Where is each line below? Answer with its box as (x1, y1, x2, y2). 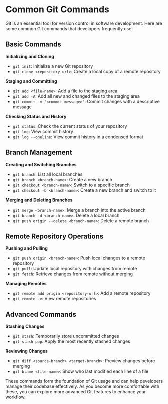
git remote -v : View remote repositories (12, 296, 96, 302)
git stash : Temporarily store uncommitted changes (12, 333, 119, 339)
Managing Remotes (5, 281, 47, 287)
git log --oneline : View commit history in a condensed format (12, 134, 144, 140)
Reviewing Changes (5, 348, 48, 354)
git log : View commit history (12, 128, 74, 134)
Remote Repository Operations (5, 232, 104, 240)
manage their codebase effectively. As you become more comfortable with (5, 383, 159, 389)
